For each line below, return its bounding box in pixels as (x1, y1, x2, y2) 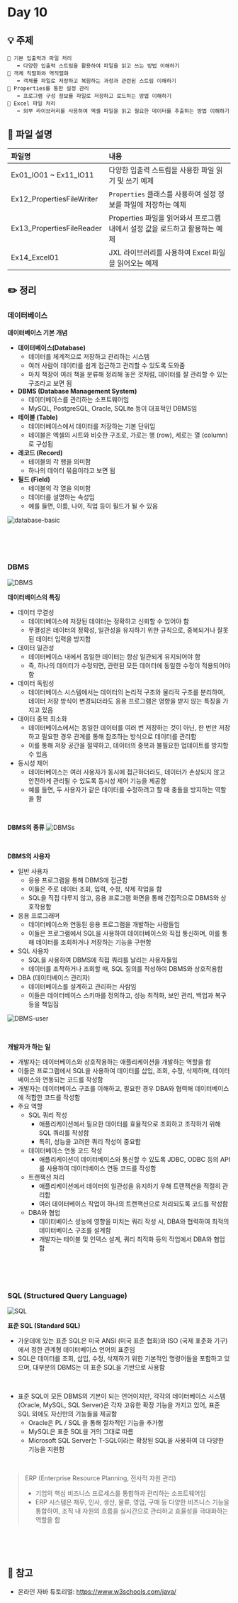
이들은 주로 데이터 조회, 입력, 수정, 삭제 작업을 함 (28, 884, 162, 893)
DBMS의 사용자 (7, 852, 51, 860)
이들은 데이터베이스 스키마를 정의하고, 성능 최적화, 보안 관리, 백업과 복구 (28, 991, 227, 999)
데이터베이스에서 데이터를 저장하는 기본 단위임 (28, 421, 156, 430)
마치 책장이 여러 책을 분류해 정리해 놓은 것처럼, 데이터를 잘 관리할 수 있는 (28, 370, 229, 378)
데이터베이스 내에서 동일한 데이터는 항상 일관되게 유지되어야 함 (28, 652, 200, 660)
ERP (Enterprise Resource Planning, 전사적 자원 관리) (24, 1474, 177, 1482)
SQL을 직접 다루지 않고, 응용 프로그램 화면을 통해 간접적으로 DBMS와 (28, 893, 220, 902)
